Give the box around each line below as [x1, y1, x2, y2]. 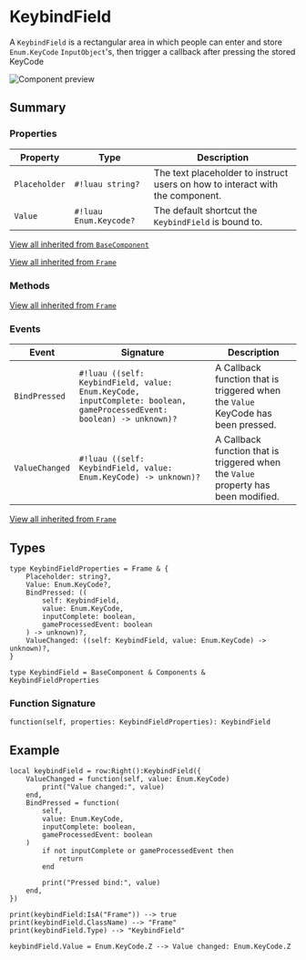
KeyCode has [215, 408, 272, 420]
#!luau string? [74, 179, 140, 189]
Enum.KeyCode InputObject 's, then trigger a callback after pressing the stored [9, 46, 296, 57]
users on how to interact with [153, 178, 279, 191]
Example [9, 742, 60, 758]
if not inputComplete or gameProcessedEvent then [42, 846, 234, 856]
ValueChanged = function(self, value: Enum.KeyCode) [25, 775, 230, 784]
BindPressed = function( [25, 799, 120, 808]
